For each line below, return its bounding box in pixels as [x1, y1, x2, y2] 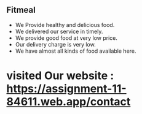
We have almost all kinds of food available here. [15, 47, 136, 55]
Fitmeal [6, 5, 36, 15]
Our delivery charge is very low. [15, 40, 97, 48]
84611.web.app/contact [6, 95, 131, 108]
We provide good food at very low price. [15, 34, 118, 42]
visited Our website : [6, 69, 114, 82]
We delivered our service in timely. [15, 28, 103, 35]
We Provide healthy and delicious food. [15, 21, 115, 28]
